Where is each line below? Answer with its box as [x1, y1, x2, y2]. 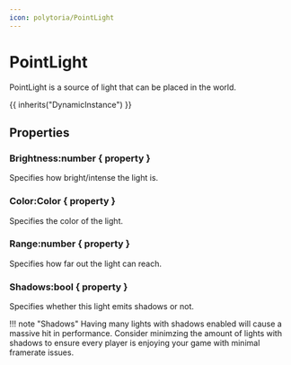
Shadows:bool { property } [9, 280, 128, 293]
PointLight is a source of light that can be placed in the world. [9, 82, 236, 93]
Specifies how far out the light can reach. [9, 258, 163, 269]
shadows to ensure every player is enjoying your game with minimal [9, 338, 260, 349]
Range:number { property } [9, 237, 130, 250]
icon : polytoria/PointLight [9, 13, 115, 22]
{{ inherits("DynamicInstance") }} [9, 99, 132, 110]
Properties [9, 125, 70, 140]
